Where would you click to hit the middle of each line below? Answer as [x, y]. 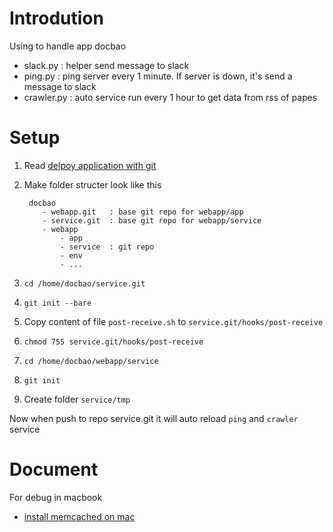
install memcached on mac [79, 516]
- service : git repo [107, 247]
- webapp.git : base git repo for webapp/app [143, 212]
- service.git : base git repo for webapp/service [152, 220]
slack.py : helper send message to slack [106, 65]
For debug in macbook [56, 497]
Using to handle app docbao [68, 46]
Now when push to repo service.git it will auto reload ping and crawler [154, 418]
